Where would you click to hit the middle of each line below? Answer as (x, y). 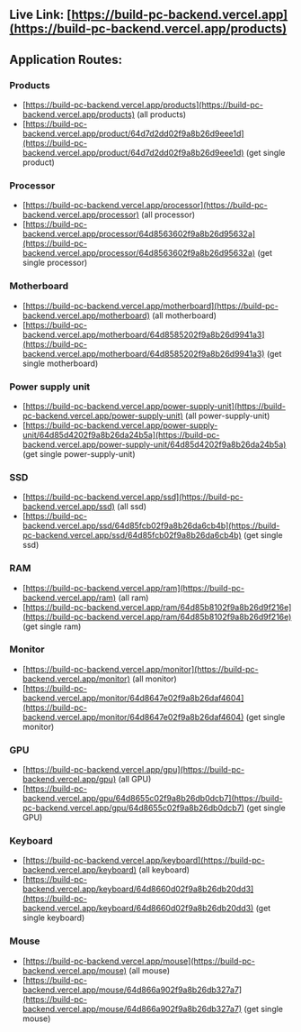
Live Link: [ (40, 15)
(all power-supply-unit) (228, 416)
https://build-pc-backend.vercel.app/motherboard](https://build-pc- (152, 306)
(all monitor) (154, 679)
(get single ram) (52, 626)
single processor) (55, 263)
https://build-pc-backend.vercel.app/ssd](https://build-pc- (135, 497)
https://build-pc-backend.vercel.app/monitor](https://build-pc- (142, 669)
